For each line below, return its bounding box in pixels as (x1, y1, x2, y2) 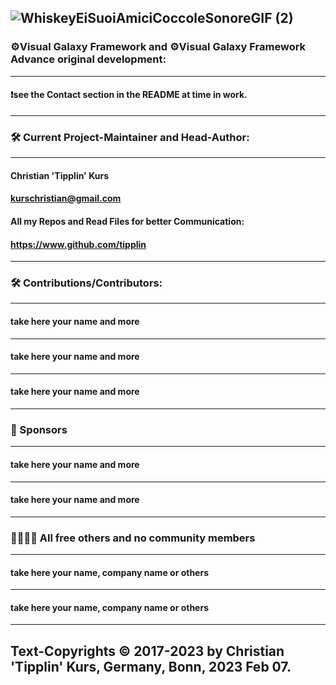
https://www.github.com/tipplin (10, 238, 147, 250)
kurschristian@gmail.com (10, 192, 122, 205)
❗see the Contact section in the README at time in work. (10, 89, 248, 101)
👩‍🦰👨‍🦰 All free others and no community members (10, 531, 256, 545)
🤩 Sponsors (10, 423, 68, 436)
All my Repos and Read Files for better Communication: (10, 215, 245, 227)
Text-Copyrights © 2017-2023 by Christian (10, 642, 285, 660)
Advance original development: (10, 52, 167, 66)
